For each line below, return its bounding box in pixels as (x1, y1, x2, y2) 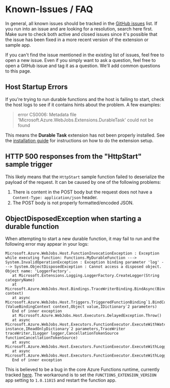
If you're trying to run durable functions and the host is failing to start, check (5, 96, 164, 102)
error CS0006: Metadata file (17, 111, 77, 117)
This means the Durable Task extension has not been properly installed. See (5, 132, 165, 138)
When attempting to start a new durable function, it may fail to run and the (5, 236, 159, 242)
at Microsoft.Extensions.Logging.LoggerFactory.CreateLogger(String (12, 273, 159, 278)
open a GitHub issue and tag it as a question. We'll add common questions (5, 62, 160, 69)
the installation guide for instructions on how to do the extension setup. (5, 137, 154, 143)
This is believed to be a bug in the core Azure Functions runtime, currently (5, 367, 160, 373)
